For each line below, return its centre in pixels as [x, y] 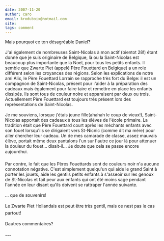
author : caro [18, 14]
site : [11, 23]
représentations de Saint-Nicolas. [39, 105]
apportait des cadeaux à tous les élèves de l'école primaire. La [85, 120]
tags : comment [20, 28]
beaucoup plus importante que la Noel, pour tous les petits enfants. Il [75, 63]
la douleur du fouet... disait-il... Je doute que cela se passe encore [72, 146]
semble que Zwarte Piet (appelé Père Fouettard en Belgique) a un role [76, 68]
